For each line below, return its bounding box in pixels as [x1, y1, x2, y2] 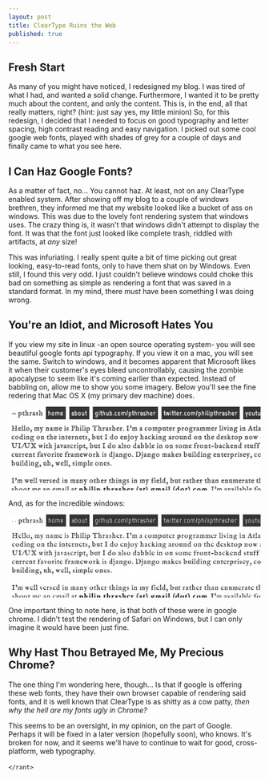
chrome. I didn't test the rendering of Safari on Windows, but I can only [8, 614, 243, 624]
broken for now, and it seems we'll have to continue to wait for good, [8, 737, 235, 747]
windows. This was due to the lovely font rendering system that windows [8, 212, 249, 220]
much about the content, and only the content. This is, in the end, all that [8, 99, 248, 108]
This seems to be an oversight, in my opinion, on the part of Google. [8, 720, 233, 730]
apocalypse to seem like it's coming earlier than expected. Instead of [8, 373, 236, 383]
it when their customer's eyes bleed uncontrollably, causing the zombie [8, 365, 244, 374]
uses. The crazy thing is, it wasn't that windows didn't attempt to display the [8, 220, 260, 229]
